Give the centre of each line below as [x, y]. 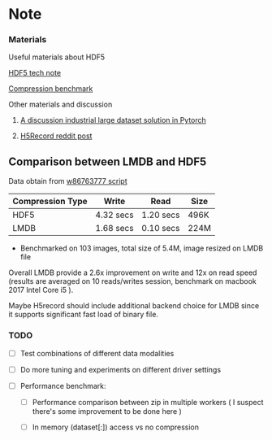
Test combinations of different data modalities [97, 353]
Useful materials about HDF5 [57, 57]
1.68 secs [114, 229]
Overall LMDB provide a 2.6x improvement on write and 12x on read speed [133, 272]
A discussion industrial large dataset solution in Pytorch [113, 120]
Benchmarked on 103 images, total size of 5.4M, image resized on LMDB [142, 248]
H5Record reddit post [56, 136]
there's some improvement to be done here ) [107, 411]
